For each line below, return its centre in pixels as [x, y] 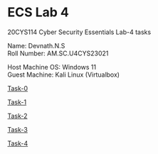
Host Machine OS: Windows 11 [52, 67]
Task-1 [17, 102]
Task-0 [18, 88]
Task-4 [18, 143]
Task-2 [17, 116]
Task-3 [18, 129]
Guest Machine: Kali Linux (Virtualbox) [63, 75]
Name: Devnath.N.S [36, 45]
